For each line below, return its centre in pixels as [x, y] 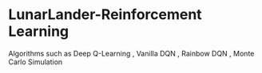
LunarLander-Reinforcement [105, 15]
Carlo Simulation [36, 62]
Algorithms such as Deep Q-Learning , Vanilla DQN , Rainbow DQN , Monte [131, 53]
